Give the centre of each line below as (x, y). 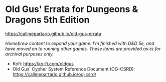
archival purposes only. (30, 54)
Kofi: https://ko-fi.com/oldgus (43, 63)
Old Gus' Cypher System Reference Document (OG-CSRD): (74, 69)
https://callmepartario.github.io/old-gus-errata (53, 33)
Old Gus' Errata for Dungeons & (72, 9)
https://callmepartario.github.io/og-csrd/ (54, 74)
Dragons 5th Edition (47, 20)
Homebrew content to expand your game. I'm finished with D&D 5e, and (80, 43)
